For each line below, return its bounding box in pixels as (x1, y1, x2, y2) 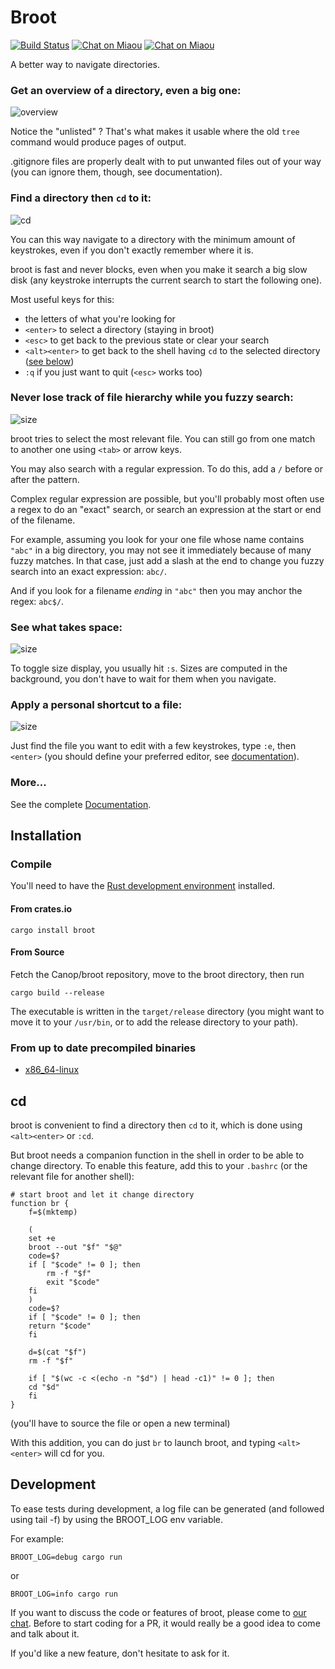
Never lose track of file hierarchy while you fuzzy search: (10, 391, 294, 405)
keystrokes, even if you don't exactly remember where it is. (10, 244, 254, 256)
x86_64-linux (24, 1064, 80, 1076)
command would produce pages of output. (10, 136, 187, 148)
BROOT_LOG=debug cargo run (10, 1552, 123, 1562)
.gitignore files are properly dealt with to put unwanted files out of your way (10, 156, 322, 168)
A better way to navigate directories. (10, 58, 160, 70)
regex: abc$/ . (10, 595, 65, 607)
